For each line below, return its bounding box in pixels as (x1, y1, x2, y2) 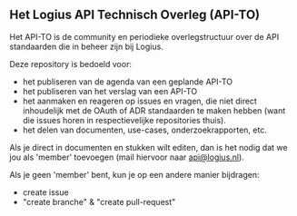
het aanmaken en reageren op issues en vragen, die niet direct (22, 95, 257, 106)
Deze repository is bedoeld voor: (9, 58, 132, 69)
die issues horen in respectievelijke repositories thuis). (22, 114, 227, 125)
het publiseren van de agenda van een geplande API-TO (22, 76, 233, 87)
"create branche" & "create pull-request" (22, 196, 176, 207)
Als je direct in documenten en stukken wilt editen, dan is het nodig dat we (9, 142, 288, 152)
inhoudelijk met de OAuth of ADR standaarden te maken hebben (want (22, 104, 286, 116)
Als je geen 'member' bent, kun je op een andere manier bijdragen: (9, 169, 260, 180)
